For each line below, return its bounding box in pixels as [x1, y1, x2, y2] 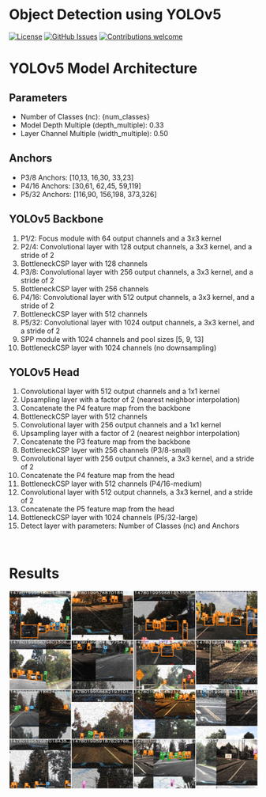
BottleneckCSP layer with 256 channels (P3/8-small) [20, 446, 192, 455]
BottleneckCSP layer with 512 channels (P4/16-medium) [20, 479, 202, 488]
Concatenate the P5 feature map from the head [20, 504, 174, 514]
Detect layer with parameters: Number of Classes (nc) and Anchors [20, 521, 240, 531]
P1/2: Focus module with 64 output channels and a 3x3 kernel [20, 233, 222, 243]
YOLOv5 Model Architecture [9, 59, 198, 78]
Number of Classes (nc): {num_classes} [20, 112, 151, 121]
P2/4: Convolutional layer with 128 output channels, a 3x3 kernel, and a [20, 241, 253, 251]
